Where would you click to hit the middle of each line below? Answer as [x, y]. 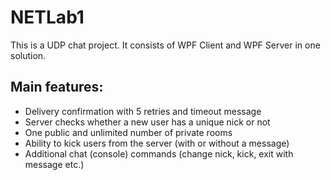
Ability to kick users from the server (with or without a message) [157, 143]
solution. [28, 55]
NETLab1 [47, 17]
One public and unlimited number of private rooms [128, 132]
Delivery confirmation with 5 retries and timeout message [143, 111]
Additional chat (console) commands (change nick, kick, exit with [159, 153]
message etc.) [54, 164]
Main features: [57, 87]
